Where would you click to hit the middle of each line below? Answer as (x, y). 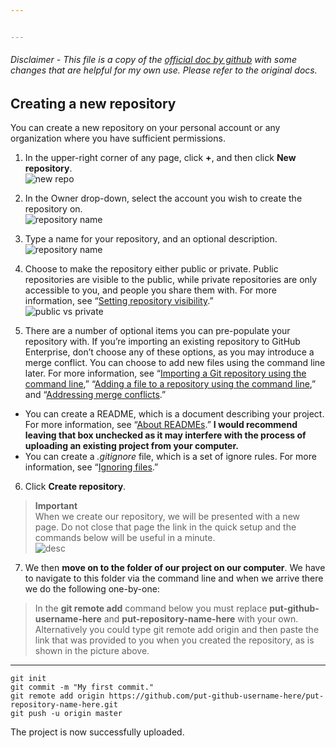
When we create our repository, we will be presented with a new (167, 517)
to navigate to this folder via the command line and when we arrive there (174, 578)
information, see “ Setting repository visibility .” (119, 301)
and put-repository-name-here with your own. (201, 619)
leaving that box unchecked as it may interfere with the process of (165, 435)
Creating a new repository (93, 103)
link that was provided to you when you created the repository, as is (174, 640)
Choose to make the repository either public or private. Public (151, 269)
